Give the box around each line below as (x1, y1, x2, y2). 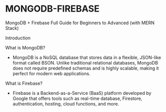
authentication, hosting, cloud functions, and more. (12, 100, 119, 106)
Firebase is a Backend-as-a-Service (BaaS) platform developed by (12, 90, 152, 96)
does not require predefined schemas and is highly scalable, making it (12, 65, 159, 71)
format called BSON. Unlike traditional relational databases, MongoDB (12, 60, 158, 66)
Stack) (5, 25, 19, 31)
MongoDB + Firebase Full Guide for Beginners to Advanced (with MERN (5, 20, 155, 26)
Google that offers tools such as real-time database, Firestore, (12, 95, 143, 101)
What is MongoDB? (5, 44, 46, 50)
